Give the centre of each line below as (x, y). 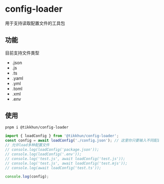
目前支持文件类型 (22, 53)
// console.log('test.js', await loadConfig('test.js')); (65, 159)
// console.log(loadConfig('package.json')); (52, 150)
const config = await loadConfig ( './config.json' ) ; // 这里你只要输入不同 (79, 140)
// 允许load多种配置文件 (27, 145)
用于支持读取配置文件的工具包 (35, 23)
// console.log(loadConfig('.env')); (43, 154)
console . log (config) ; (27, 177)
